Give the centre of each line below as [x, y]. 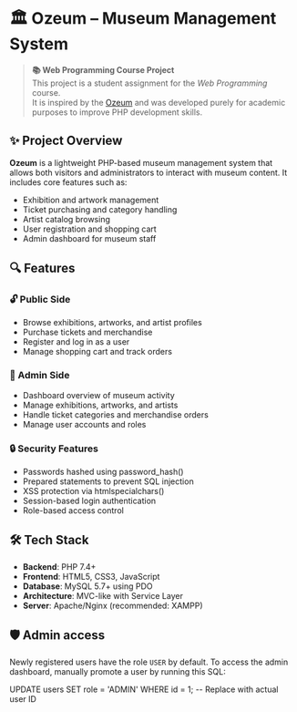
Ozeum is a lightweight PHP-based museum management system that [141, 162]
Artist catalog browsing [67, 219]
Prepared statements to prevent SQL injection [108, 481]
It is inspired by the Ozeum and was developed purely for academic [159, 102]
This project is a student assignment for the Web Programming [149, 83]
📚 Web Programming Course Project [103, 69]
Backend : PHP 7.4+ [59, 566]
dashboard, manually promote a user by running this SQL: [118, 671]
